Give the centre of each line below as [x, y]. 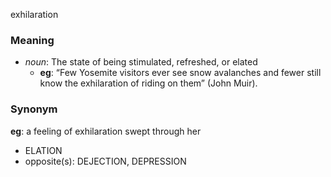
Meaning [32, 40]
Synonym [34, 109]
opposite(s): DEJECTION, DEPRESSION [105, 161]
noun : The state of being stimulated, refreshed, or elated [141, 62]
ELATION [43, 150]
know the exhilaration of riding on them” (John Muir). [148, 83]
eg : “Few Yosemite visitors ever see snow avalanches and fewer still [180, 73]
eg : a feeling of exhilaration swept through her [106, 131]
